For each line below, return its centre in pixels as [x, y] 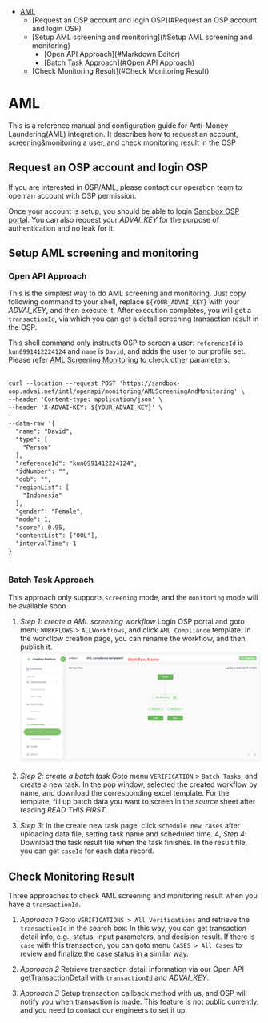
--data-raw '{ [32, 423]
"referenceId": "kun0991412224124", [76, 463]
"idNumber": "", [42, 471]
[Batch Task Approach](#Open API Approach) [119, 62]
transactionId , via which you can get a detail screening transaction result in [134, 319]
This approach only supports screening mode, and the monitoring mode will [133, 597]
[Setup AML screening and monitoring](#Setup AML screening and [142, 37]
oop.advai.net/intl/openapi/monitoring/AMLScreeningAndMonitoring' [123, 391]
